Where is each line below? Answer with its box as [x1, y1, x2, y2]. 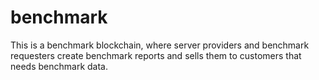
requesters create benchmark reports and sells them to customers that [10, 49, 302, 61]
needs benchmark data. [10, 60, 108, 72]
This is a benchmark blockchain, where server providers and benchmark [10, 39, 310, 51]
